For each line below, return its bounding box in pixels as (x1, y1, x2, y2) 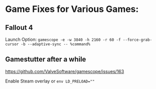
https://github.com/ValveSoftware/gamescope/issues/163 (5, 68, 124, 74)
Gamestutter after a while (5, 55, 86, 64)
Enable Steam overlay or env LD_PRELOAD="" (5, 78, 95, 84)
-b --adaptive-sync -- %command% (20, 42, 91, 47)
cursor (5, 42, 19, 47)
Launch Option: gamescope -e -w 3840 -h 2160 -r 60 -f (5, 36, 121, 42)
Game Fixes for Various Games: (5, 3, 139, 15)
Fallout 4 (5, 23, 33, 32)
